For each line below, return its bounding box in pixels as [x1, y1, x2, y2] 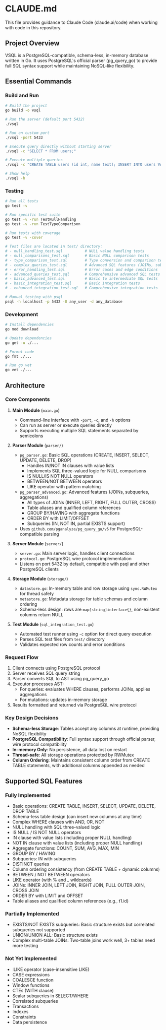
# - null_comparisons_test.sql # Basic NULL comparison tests [5, 254, 149, 258]
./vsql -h [5, 176, 26, 181]
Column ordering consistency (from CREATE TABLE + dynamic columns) [12, 866, 160, 872]
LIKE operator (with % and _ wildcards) [12, 877, 92, 883]
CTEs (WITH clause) [12, 987, 54, 993]
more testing [12, 943, 39, 949]
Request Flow [5, 653, 39, 660]
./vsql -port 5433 [5, 135, 43, 140]
